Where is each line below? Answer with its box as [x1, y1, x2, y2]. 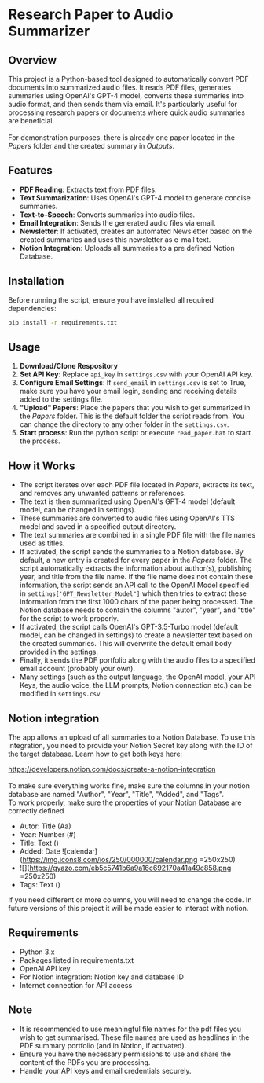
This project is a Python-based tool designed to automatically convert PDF [8, 75, 249, 83]
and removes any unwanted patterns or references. [19, 489, 186, 498]
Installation [8, 274, 64, 288]
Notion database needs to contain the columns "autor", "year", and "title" [19, 605, 256, 615]
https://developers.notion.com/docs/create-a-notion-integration [8, 764, 216, 773]
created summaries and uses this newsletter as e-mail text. [19, 234, 211, 244]
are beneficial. [8, 116, 55, 125]
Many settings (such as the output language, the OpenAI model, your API [19, 672, 256, 681]
